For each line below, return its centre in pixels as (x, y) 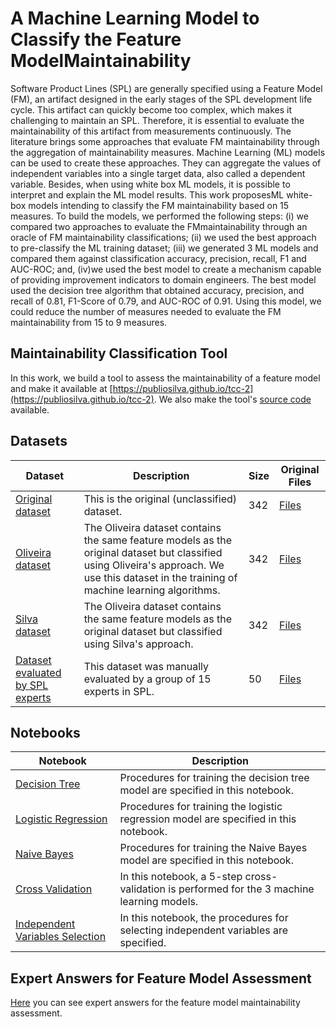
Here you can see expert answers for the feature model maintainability (155, 1003)
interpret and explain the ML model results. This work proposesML (147, 194)
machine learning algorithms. (152, 590)
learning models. (159, 902)
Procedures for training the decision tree (214, 778)
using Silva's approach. (138, 644)
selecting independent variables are (204, 930)
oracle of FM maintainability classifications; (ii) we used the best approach (163, 237)
